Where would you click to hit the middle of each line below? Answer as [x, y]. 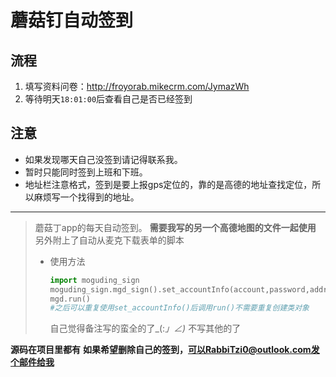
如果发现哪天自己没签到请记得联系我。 [103, 159]
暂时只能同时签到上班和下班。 [86, 172]
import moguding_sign [94, 280]
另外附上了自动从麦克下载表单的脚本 [109, 240]
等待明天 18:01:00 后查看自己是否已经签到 [108, 99]
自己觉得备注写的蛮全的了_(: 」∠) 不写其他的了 [145, 328]
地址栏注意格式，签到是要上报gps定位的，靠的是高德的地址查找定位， [168, 184]
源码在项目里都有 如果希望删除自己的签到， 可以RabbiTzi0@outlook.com [161, 350]
